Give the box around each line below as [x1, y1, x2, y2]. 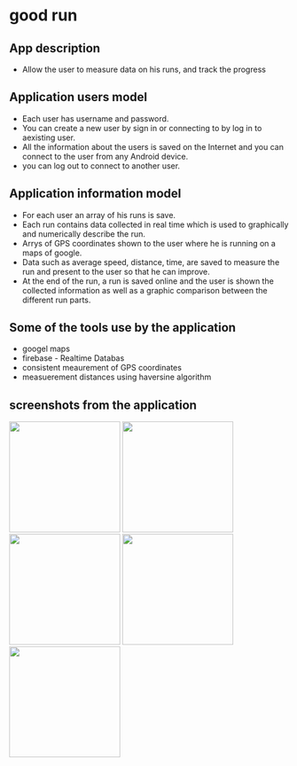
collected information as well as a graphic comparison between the [21, 285, 268, 295]
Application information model [9, 186, 182, 201]
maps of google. [21, 247, 82, 258]
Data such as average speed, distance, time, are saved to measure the [21, 256, 280, 267]
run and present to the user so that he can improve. [21, 266, 210, 277]
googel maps [21, 343, 71, 355]
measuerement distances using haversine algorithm [21, 371, 212, 382]
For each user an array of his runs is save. [21, 209, 176, 220]
